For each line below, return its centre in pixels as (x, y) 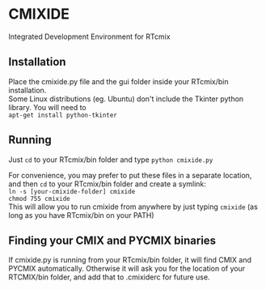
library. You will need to (47, 107)
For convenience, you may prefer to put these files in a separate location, (130, 175)
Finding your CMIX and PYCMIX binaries (112, 240)
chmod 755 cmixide (39, 198)
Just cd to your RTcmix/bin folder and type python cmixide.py (111, 160)
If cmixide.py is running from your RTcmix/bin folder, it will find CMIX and (130, 260)
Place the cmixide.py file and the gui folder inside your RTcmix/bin (118, 81)
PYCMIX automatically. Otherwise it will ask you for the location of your (127, 269)
